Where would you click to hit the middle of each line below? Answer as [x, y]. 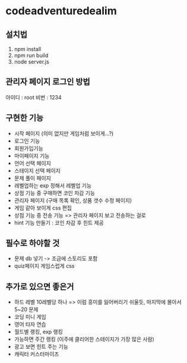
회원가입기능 [29, 148]
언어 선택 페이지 [32, 163]
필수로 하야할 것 [33, 243]
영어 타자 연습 [30, 324]
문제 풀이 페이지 [32, 178]
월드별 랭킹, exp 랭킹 [38, 332]
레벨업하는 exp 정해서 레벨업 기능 [53, 185]
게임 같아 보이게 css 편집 [43, 208]
